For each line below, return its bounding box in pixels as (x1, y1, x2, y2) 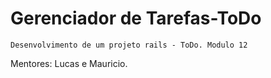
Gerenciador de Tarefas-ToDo (10, 7, 262, 30)
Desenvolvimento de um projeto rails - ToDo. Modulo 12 (10, 40, 248, 50)
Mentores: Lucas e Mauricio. (10, 57, 128, 69)
